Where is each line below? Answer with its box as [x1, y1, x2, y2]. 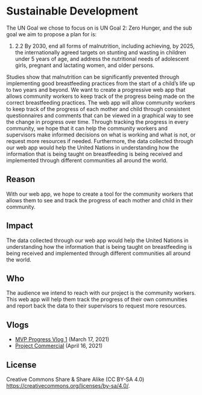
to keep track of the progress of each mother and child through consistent [6, 105, 191, 112]
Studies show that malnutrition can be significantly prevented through [6, 73, 180, 80]
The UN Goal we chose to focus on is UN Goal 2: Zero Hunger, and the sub [6, 24, 192, 31]
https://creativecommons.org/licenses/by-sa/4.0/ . [6, 382, 130, 389]
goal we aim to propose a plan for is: [6, 30, 97, 37]
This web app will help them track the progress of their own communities [6, 296, 188, 303]
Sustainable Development [6, 4, 139, 18]
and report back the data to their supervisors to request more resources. [6, 302, 187, 309]
